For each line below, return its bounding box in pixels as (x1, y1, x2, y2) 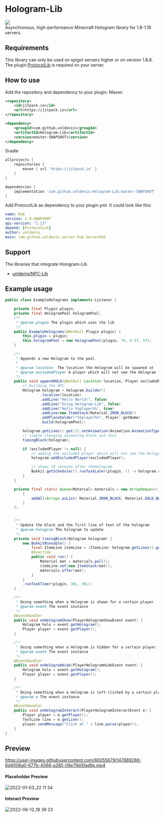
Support (5, 248, 31, 257)
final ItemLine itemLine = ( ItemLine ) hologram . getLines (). (31, 545, 156, 550)
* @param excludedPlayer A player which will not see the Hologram (16, 370, 156, 375)
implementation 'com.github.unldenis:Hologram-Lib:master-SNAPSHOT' (14, 189, 156, 194)
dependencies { (5, 184, 36, 189)
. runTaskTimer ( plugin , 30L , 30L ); (22, 581, 93, 587)
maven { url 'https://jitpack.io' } (22, 167, 97, 172)
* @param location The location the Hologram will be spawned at (16, 365, 154, 370)
